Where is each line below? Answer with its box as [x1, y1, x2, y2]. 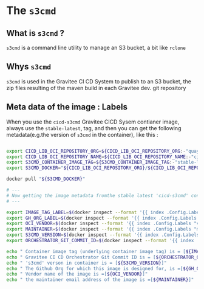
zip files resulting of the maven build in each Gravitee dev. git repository [6, 84, 186, 91]
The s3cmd [6, 4, 56, 18]
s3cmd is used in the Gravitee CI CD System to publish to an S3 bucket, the [6, 77, 191, 85]
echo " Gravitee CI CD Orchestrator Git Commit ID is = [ [6, 254, 156, 260]
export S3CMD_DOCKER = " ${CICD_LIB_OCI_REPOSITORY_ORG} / [6, 165, 148, 171]
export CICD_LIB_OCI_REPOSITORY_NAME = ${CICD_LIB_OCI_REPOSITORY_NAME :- [6, 153, 191, 160]
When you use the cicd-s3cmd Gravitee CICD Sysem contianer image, [6, 118, 180, 125]
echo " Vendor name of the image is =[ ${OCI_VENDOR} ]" [6, 271, 148, 277]
